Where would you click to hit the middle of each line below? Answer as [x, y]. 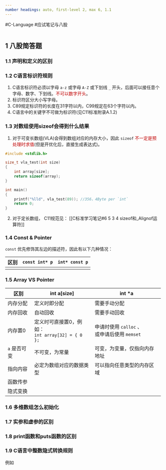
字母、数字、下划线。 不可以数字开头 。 [51, 94]
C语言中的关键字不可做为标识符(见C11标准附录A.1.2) [65, 112]
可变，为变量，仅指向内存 [124, 348]
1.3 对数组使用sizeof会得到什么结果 [47, 126]
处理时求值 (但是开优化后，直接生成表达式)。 [57, 144]
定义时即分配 [49, 303]
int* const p [73, 262]
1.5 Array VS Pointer [30, 280]
